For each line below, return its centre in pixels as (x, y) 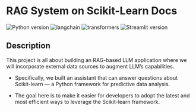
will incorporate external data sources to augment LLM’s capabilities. (90, 66)
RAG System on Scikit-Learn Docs (92, 11)
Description (28, 46)
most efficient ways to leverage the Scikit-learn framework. (87, 102)
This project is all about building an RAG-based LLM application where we (97, 60)
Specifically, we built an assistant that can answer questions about (96, 77)
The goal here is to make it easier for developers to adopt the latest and (102, 95)
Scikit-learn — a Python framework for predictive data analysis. (92, 84)
